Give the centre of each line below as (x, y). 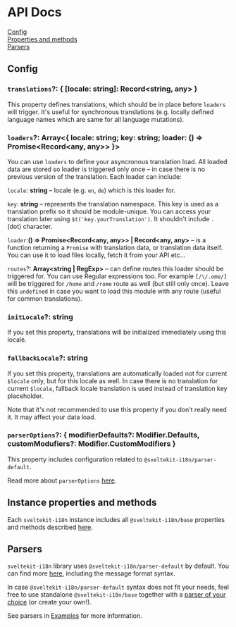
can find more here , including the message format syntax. (91, 573)
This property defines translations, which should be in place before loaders (117, 104)
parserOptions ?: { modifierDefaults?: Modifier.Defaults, (104, 435)
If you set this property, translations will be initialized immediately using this (117, 333)
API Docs (35, 12)
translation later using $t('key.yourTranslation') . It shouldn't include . (111, 218)
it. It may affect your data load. (52, 417)
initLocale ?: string (41, 316)
